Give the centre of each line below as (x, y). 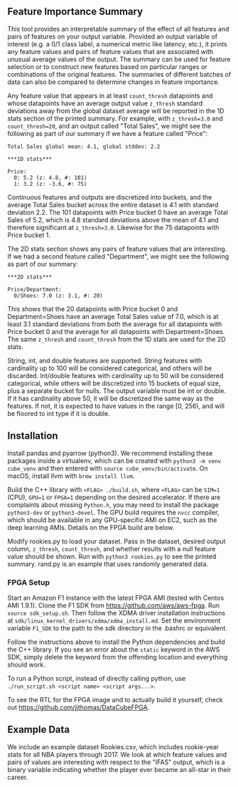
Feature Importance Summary (75, 12)
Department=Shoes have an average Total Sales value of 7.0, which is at (113, 316)
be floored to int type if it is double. (59, 413)
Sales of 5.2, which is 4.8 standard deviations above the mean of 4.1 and (113, 219)
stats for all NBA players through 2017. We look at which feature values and (117, 754)
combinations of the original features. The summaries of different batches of (119, 74)
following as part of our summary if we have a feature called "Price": (108, 133)
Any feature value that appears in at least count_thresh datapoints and (110, 95)
